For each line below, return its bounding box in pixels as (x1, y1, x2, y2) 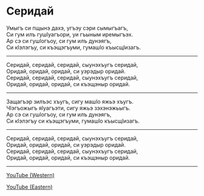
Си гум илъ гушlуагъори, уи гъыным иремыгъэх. (6, 30, 134, 38)
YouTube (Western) (6, 171, 55, 178)
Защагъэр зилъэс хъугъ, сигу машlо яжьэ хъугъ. (6, 98, 134, 105)
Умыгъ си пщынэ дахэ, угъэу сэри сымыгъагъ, (6, 24, 129, 32)
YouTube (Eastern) (6, 183, 53, 191)
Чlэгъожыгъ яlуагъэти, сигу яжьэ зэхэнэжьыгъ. (6, 104, 131, 112)
